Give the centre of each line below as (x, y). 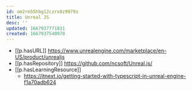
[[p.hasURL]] (30, 51)
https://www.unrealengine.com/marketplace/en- (107, 51)
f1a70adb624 (40, 82)
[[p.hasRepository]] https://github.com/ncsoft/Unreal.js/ (83, 64)
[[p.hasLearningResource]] (48, 70)
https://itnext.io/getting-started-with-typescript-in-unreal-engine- (105, 76)
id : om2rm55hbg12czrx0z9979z (42, 12)
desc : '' (17, 23)
